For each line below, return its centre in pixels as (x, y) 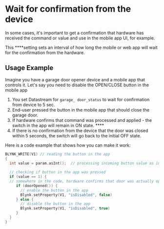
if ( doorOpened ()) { (37, 186)
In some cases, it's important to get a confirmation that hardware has (74, 33)
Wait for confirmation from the (68, 9)
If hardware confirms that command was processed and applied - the (82, 120)
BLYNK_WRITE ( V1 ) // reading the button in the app (58, 154)
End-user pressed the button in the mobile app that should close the (81, 110)
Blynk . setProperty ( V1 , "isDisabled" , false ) (66, 195)
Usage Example (29, 68)
